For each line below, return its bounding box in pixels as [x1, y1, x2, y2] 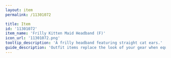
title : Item [5, 21, 31, 26]
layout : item [5, 7, 33, 13]
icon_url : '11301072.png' [5, 36, 60, 41]
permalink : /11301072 [5, 12, 51, 17]
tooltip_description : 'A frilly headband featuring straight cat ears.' [5, 40, 163, 46]
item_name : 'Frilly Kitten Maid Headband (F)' [5, 31, 106, 36]
